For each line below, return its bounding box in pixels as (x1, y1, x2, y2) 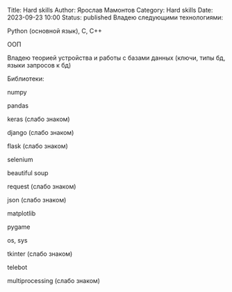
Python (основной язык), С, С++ (7, 27, 102, 35)
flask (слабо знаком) (7, 142, 68, 150)
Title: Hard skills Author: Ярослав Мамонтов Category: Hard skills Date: (7, 6, 213, 14)
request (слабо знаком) (7, 182, 76, 190)
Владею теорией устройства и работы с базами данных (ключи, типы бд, (7, 54, 226, 62)
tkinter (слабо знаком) (7, 250, 73, 258)
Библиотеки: (7, 74, 44, 83)
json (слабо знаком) (7, 196, 67, 204)
